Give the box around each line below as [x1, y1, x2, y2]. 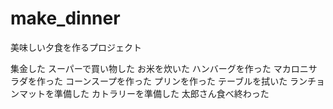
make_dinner [10, 7, 121, 30]
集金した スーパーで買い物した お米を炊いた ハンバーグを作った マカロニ [10, 62, 309, 74]
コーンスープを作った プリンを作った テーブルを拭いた [64, 75, 288, 87]
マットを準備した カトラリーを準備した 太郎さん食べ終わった [18, 87, 270, 99]
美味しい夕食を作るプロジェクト [10, 41, 142, 53]
